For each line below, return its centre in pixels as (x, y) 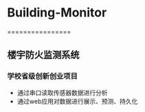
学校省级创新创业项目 (42, 76)
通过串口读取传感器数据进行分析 (62, 92)
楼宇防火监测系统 (43, 55)
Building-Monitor (57, 13)
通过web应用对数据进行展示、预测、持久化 (77, 101)
